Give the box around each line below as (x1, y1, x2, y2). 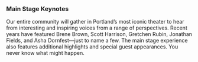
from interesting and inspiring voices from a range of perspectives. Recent (6, 24, 187, 31)
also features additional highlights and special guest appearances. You (6, 43, 178, 50)
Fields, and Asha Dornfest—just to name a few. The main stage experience (6, 37, 188, 44)
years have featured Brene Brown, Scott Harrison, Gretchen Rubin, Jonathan (6, 31, 193, 38)
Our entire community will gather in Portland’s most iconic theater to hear (6, 18, 184, 25)
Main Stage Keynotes (6, 5, 69, 13)
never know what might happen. (6, 50, 85, 57)
